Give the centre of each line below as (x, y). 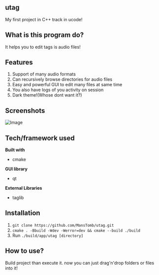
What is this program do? (45, 35)
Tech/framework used (40, 138)
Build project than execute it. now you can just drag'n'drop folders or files (79, 263)
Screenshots (25, 111)
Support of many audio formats (44, 74)
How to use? (25, 251)
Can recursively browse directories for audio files (62, 79)
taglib (18, 198)
